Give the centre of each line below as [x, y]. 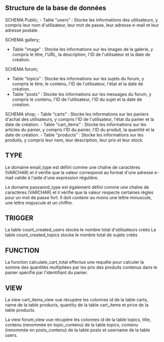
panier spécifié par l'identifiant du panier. [47, 273]
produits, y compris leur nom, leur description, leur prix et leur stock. [74, 140]
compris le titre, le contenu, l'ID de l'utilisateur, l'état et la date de [78, 84]
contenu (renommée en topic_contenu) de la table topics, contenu [72, 325]
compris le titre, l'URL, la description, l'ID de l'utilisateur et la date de [81, 54]
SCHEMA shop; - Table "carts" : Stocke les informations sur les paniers [77, 114]
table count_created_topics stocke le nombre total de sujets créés [71, 235]
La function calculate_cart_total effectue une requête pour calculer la [75, 262]
